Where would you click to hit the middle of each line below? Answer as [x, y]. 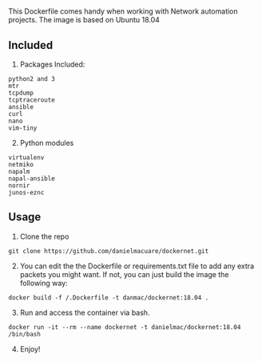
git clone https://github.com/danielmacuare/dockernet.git [109, 251]
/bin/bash [25, 334]
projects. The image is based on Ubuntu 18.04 [84, 20]
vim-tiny [23, 128]
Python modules [47, 143]
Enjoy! [30, 349]
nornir [19, 186]
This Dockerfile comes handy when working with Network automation [123, 11]
